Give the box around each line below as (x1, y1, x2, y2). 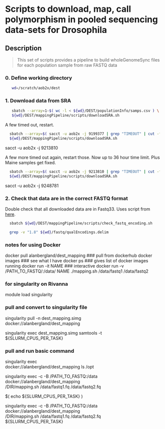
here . (5, 212, 16, 217)
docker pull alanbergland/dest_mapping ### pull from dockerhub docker (5, 252, 152, 259)
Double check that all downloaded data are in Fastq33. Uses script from (5, 206, 151, 212)
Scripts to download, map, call (5, 3, 132, 15)
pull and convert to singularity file (5, 304, 87, 311)
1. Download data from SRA (5, 97, 71, 104)
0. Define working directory (5, 74, 72, 81)
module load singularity (5, 292, 53, 298)
